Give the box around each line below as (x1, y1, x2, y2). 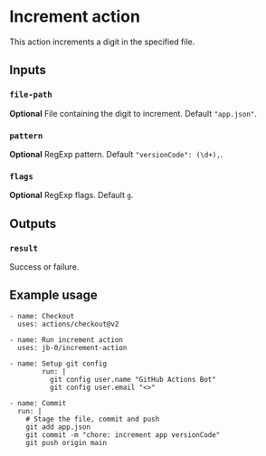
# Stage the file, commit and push (25, 414, 160, 423)
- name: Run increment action (9, 335, 124, 345)
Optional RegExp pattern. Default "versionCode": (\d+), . (9, 148, 223, 159)
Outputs (9, 215, 57, 232)
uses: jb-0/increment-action (17, 343, 128, 352)
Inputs (9, 62, 47, 78)
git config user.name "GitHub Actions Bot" (49, 375, 217, 384)
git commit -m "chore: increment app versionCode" (25, 430, 221, 440)
